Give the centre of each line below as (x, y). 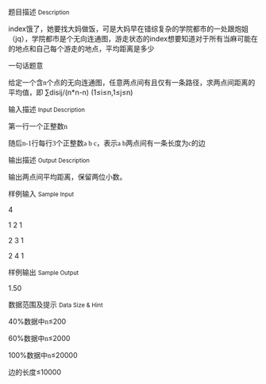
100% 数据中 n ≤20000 (43, 355)
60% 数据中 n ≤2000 (39, 338)
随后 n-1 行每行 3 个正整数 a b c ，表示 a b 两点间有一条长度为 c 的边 (107, 143)
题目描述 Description (39, 12)
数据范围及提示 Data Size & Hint (56, 304)
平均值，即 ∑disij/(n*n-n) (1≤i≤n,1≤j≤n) (71, 92)
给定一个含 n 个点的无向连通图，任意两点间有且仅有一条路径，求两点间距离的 (132, 82)
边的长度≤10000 (35, 372)
